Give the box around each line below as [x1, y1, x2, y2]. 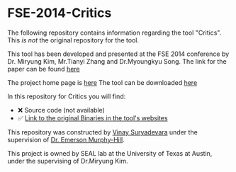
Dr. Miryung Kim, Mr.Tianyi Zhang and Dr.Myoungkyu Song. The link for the [7, 57, 227, 65]
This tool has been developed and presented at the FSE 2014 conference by [7, 50, 230, 58]
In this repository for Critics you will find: [7, 92, 126, 101]
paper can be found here [7, 64, 80, 73]
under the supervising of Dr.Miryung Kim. [7, 156, 129, 165]
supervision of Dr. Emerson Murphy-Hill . [7, 135, 125, 144]
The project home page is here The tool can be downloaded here [7, 78, 198, 86]
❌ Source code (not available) [17, 105, 105, 114]
